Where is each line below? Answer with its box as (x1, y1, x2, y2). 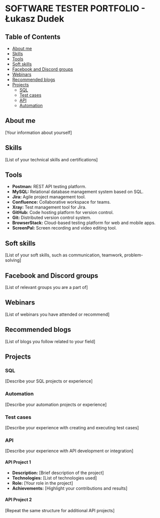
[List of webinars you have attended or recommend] (5, 311, 110, 317)
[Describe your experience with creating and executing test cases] (5, 424, 139, 430)
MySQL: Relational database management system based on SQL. (12, 189, 144, 195)
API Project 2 (5, 497, 32, 502)
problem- (124, 252, 143, 258)
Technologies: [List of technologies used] (12, 475, 97, 481)
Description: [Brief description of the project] (12, 470, 104, 476)
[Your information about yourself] (5, 130, 72, 135)
